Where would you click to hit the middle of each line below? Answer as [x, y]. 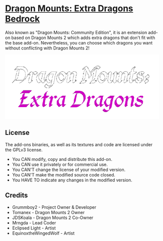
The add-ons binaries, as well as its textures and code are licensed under [79, 144]
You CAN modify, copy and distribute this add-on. [62, 159]
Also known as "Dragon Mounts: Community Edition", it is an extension [76, 32]
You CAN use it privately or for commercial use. [60, 164]
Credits [17, 195]
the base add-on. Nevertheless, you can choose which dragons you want [79, 43]
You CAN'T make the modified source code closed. [64, 175]
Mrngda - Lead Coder [34, 222]
